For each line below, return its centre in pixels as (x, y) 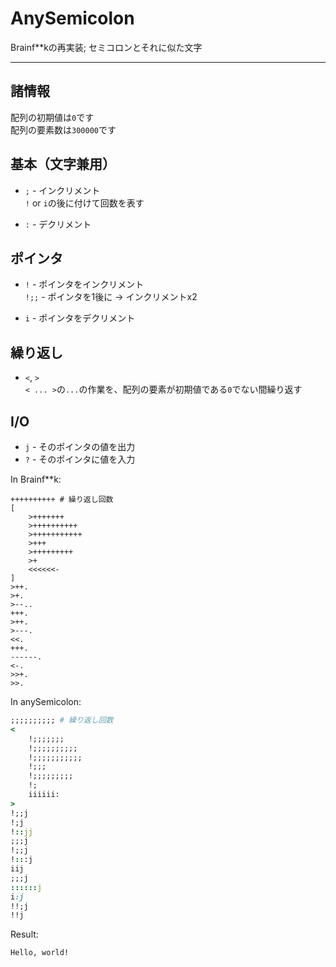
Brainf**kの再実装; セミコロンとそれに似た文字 (106, 47)
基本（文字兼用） (63, 164)
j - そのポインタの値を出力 (80, 446)
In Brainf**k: (36, 479)
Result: (24, 934)
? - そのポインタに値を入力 (80, 459)
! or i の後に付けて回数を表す (84, 203)
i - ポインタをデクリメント (80, 318)
